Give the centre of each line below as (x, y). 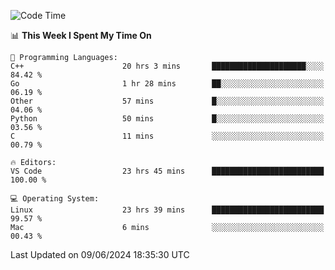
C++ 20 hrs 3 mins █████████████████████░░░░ (167, 66)
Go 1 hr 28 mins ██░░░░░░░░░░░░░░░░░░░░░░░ (167, 84)
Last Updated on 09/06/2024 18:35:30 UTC (100, 254)
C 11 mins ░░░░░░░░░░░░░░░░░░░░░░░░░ (167, 136)
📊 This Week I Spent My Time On (81, 35)
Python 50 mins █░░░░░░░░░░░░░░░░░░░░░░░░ (167, 119)
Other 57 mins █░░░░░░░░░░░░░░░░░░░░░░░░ (167, 101)
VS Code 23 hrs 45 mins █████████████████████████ (167, 171)
